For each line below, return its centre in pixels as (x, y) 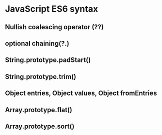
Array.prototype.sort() (40, 126)
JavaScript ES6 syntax (52, 9)
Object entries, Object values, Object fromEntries (81, 93)
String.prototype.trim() (41, 77)
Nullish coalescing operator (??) (55, 27)
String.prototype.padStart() (48, 60)
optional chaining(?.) (37, 43)
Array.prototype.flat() (39, 110)
